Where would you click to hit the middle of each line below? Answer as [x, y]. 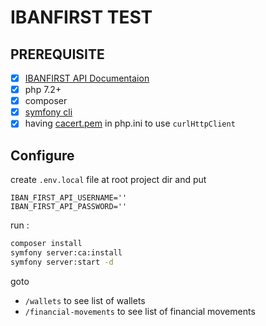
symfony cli [48, 112]
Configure [42, 155]
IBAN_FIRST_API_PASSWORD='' [69, 207]
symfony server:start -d [62, 262]
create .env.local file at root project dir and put [108, 180]
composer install [46, 244]
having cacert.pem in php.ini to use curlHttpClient [130, 123]
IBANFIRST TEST [81, 17]
